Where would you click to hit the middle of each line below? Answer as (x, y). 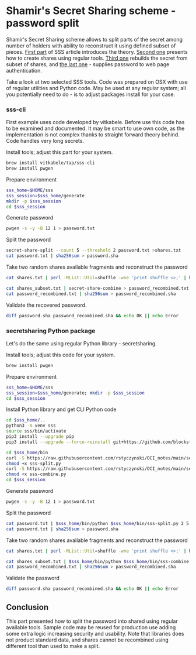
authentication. (24, 70)
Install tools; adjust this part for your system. (60, 152)
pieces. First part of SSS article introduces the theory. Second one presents (97, 52)
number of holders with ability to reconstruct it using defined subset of (91, 46)
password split (43, 23)
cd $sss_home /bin (27, 452)
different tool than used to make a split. (53, 646)
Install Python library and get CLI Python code (61, 409)
